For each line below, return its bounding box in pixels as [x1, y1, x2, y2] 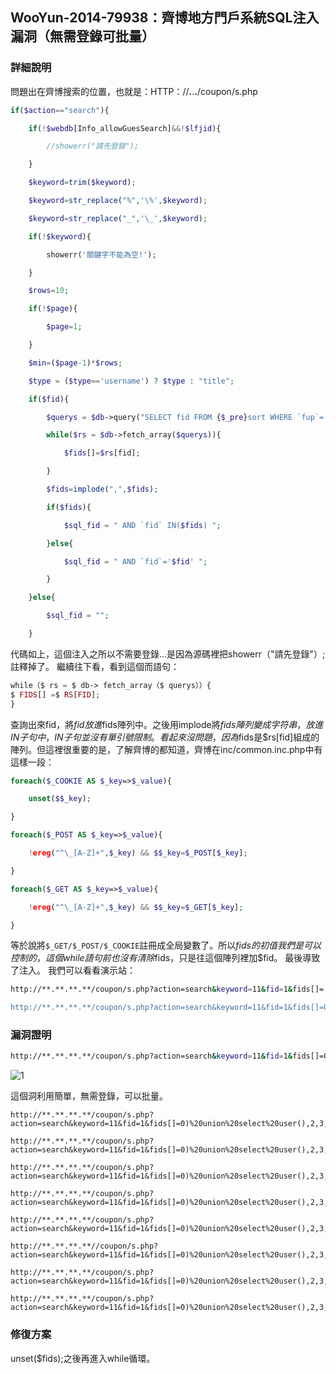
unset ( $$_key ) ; [28, 794, 92, 804]
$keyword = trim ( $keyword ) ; [28, 178, 137, 188]
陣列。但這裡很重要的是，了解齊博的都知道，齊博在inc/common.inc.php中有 [10, 743, 323, 755]
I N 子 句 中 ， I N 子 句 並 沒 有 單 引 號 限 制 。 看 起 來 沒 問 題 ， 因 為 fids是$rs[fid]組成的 [10, 731, 320, 743]
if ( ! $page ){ [28, 304, 78, 314]
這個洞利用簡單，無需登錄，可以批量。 [10, 1090, 168, 1102]
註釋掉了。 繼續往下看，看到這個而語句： [10, 660, 180, 672]
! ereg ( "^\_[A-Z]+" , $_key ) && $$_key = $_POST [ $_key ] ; [28, 848, 248, 858]
